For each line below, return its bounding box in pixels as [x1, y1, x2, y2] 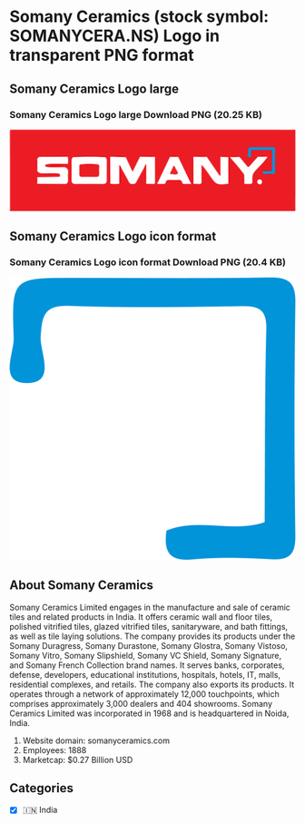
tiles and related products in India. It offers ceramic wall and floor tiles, [9, 611, 273, 622]
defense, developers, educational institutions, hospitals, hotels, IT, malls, [9, 669, 281, 680]
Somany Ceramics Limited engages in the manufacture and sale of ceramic [9, 602, 290, 612]
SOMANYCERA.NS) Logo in [9, 25, 221, 46]
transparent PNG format [9, 45, 195, 65]
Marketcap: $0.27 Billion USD [22, 754, 133, 765]
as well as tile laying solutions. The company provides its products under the [9, 631, 296, 642]
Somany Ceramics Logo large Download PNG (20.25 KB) [9, 108, 263, 121]
